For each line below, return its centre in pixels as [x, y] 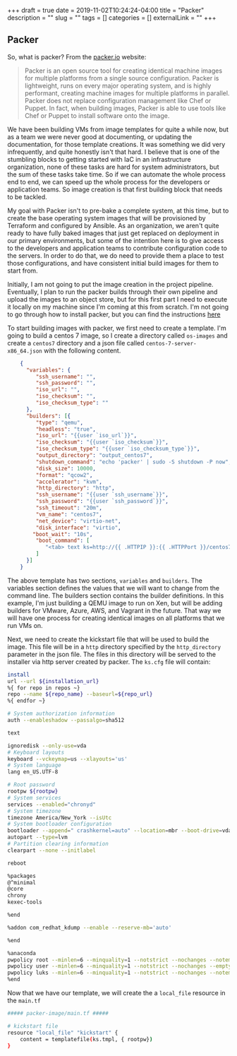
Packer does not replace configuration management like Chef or [118, 100]
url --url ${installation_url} [53, 681]
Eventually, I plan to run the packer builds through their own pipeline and [113, 292]
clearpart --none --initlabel [52, 850]
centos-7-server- [171, 343]
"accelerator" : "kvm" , [69, 482]
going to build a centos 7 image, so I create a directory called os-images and [117, 336]
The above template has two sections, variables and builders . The [105, 580]
